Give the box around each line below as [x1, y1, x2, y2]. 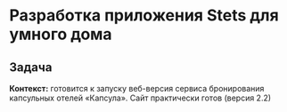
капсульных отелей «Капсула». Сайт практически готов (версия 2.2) [9, 92, 272, 103]
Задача [9, 60, 53, 75]
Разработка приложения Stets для [9, 5, 279, 26]
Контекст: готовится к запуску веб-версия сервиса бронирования [9, 84, 265, 93]
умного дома [9, 24, 113, 44]
